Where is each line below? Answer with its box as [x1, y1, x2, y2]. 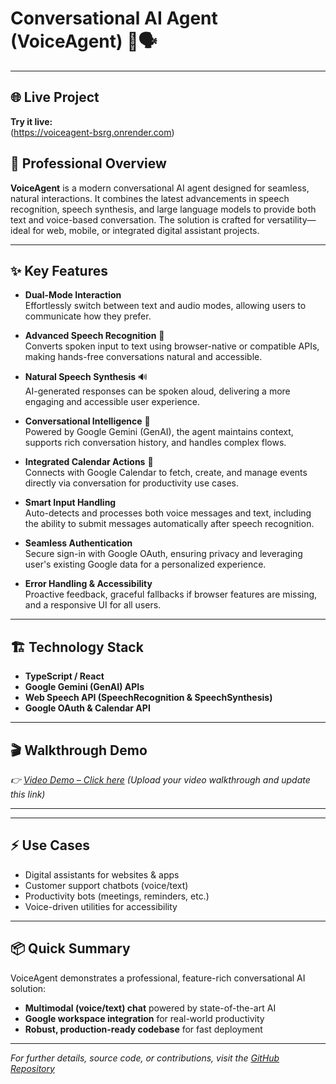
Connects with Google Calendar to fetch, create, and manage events [24, 467, 308, 479]
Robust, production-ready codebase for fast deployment [24, 1023, 263, 1035]
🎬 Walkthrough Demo [10, 742, 148, 759]
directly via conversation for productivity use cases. [24, 477, 240, 489]
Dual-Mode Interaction [24, 289, 122, 301]
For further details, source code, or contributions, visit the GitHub [10, 1052, 280, 1064]
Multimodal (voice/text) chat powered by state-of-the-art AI [24, 1002, 277, 1014]
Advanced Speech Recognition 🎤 [24, 330, 165, 342]
